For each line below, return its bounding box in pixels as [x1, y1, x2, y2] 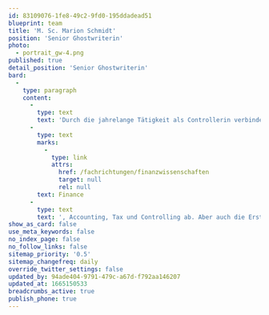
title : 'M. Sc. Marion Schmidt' [8, 26, 116, 34]
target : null [58, 176, 102, 184]
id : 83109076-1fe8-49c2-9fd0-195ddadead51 [8, 11, 152, 20]
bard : [8, 71, 26, 79]
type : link [50, 153, 88, 161]
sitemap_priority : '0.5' [8, 250, 91, 258]
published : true [8, 57, 62, 65]
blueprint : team [8, 19, 62, 27]
